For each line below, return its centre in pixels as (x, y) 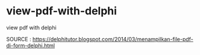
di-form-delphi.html (31, 45)
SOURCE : (19, 39)
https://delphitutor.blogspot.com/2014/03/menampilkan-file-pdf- (113, 39)
